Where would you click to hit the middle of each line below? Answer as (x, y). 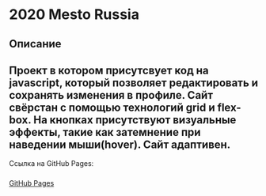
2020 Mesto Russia (74, 15)
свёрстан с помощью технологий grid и (112, 107)
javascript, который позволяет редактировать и (134, 83)
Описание (35, 44)
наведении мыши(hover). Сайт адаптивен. (120, 144)
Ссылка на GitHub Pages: (51, 164)
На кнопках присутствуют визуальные (135, 120)
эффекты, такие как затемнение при (105, 132)
